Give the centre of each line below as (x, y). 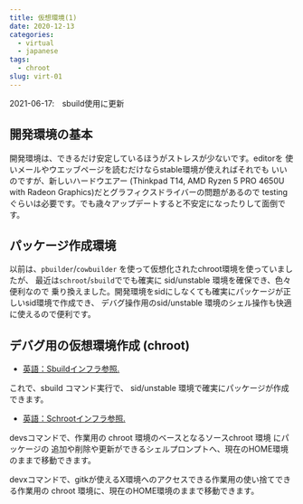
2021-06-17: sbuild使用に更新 (67, 103)
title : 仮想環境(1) (43, 18)
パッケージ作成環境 (63, 245)
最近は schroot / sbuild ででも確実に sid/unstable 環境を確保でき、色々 (163, 280)
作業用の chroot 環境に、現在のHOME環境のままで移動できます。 (138, 491)
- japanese (38, 51)
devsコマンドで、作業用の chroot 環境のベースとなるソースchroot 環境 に (146, 438)
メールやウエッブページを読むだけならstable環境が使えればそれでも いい (152, 169)
